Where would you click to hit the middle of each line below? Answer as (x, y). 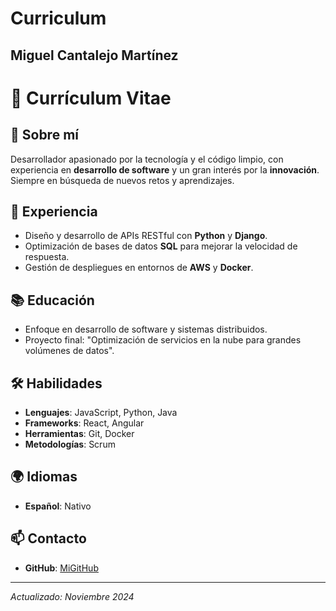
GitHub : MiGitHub (61, 568)
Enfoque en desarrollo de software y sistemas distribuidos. (146, 329)
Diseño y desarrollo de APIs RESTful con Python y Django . (146, 236)
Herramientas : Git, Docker (79, 434)
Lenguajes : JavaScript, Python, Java (101, 413)
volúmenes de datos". (69, 351)
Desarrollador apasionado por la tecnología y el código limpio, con (147, 159)
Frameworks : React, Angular (84, 423)
